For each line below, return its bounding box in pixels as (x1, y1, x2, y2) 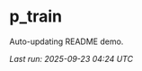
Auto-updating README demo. (9, 36, 124, 47)
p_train (9, 6, 63, 27)
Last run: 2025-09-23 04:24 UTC (9, 53, 133, 64)
